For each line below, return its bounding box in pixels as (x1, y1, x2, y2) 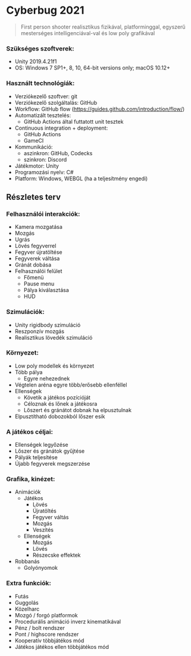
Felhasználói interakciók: (6, 209, 80, 218)
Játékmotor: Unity (14, 162, 60, 170)
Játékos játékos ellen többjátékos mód (14, 643, 109, 650)
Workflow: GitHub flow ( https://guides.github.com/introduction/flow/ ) (14, 105, 185, 112)
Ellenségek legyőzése (14, 441, 68, 448)
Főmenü (23, 274, 44, 281)
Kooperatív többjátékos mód (14, 637, 84, 644)
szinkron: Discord (23, 156, 67, 163)
